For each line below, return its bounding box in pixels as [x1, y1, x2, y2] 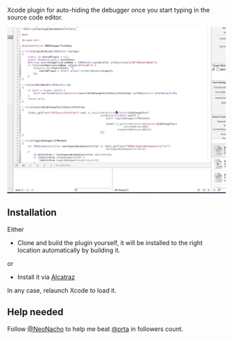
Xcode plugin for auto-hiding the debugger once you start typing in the [7, 6, 210, 14]
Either [7, 225, 24, 233]
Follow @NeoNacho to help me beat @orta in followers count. [7, 325, 184, 333]
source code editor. [7, 13, 63, 21]
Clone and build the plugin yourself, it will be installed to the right [17, 238, 203, 247]
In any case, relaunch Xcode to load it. [7, 286, 116, 294]
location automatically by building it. [17, 246, 121, 254]
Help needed [7, 306, 64, 318]
